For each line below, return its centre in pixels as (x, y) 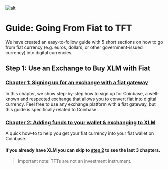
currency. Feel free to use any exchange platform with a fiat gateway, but (81, 104)
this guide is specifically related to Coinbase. (51, 109)
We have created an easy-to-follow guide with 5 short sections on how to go (84, 42)
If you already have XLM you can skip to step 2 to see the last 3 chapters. (83, 150)
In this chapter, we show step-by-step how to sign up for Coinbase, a (76, 93)
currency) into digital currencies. (39, 52)
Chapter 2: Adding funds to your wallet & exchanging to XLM (80, 122)
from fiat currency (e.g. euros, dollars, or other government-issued (74, 47)
